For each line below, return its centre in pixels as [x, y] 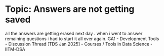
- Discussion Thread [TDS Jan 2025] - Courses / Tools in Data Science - [79, 44]
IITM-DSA [15, 49]
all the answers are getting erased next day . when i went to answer [74, 33]
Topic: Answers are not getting [70, 9]
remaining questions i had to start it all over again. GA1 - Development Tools [82, 39]
